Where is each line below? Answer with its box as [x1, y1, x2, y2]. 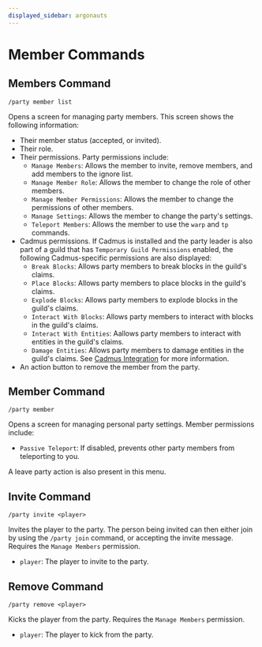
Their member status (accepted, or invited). [19, 135, 162, 145]
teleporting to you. [19, 452, 80, 461]
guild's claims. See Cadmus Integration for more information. [31, 353, 230, 363]
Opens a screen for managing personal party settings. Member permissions [8, 419, 255, 429]
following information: [8, 120, 79, 130]
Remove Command [8, 580, 104, 593]
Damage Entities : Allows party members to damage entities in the [31, 345, 245, 355]
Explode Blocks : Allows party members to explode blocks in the [31, 295, 238, 304]
